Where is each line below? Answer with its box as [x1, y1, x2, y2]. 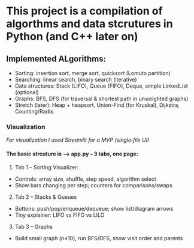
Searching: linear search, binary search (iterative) [14, 76, 137, 83]
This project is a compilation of [6, 4, 163, 18]
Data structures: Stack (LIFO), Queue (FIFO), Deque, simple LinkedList [14, 82, 189, 89]
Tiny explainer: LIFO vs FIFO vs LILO [14, 211, 105, 219]
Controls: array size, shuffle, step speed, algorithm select [14, 175, 157, 183]
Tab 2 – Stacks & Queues [14, 193, 77, 201]
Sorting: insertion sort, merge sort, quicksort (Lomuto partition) [14, 70, 171, 76]
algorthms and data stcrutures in [6, 17, 173, 31]
